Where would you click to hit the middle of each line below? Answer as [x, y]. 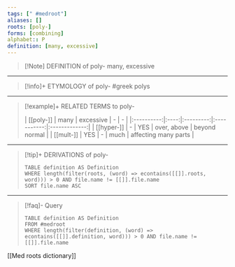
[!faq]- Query [43, 205]
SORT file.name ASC [53, 186]
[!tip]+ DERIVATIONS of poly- [66, 155]
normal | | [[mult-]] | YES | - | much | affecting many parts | [109, 135]
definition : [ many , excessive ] [53, 46]
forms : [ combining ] [36, 33]
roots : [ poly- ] [29, 27]
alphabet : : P [26, 40]
